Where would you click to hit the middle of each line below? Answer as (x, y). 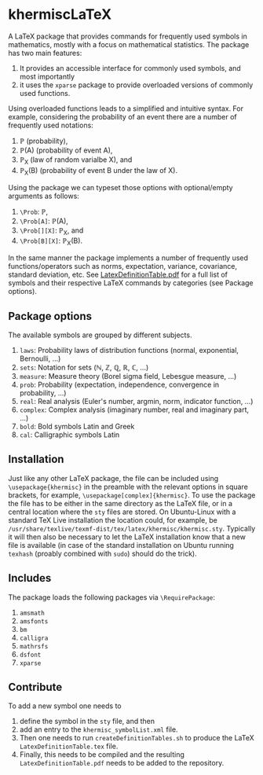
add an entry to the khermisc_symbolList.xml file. (99, 729)
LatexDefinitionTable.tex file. (69, 746)
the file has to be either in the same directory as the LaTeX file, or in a (121, 503)
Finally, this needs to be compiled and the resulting (102, 755)
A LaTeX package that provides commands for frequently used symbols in (128, 36)
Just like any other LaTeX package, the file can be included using (113, 478)
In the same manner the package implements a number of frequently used (128, 258)
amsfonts (34, 621)
